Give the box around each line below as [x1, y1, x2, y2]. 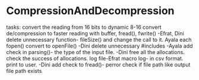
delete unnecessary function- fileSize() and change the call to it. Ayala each [6, 36, 192, 43]
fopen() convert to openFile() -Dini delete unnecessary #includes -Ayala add [6, 42, 193, 49]
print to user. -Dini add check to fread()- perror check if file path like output [6, 61, 191, 68]
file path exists [6, 67, 42, 74]
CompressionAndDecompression [6, 4, 175, 18]
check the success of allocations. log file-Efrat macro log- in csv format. [6, 55, 184, 62]
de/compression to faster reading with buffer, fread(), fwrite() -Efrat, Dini [6, 29, 184, 36]
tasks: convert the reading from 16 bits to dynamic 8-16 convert [6, 24, 162, 31]
